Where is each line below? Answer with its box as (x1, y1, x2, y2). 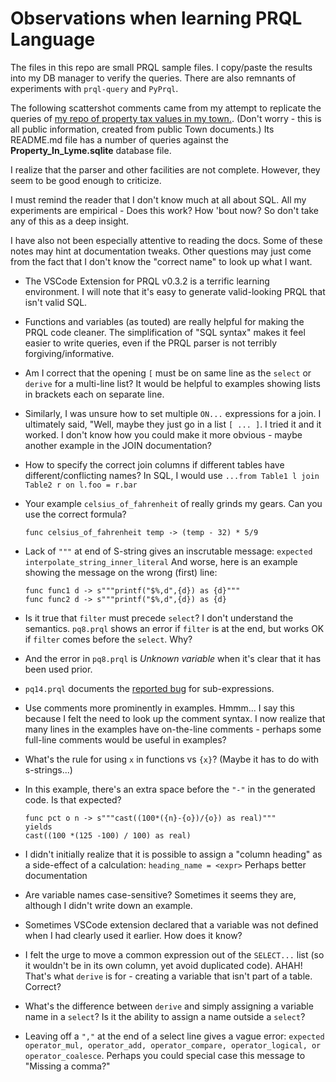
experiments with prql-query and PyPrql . (10, 82, 179, 94)
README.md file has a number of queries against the (10, 133, 229, 146)
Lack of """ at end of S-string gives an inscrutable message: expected (24, 545, 313, 557)
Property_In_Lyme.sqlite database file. (10, 144, 172, 156)
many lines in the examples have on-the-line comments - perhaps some (24, 723, 322, 735)
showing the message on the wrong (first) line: (24, 566, 218, 578)
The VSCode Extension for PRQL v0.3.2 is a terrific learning (24, 275, 270, 287)
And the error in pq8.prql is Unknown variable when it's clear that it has (24, 652, 322, 664)
